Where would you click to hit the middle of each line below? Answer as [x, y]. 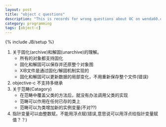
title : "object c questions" [35, 14]
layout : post [19, 10]
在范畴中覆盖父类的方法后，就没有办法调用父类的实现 [74, 95]
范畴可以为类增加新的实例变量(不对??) [58, 108]
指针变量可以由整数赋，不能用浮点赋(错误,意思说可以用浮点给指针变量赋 [85, 114]
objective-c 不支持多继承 [38, 83]
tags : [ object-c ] [23, 28]
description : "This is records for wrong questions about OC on [73, 19]
